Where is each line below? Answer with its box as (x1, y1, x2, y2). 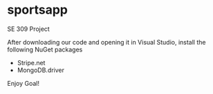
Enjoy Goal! (7, 79, 40, 87)
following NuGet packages (7, 45, 83, 54)
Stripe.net (17, 58, 46, 67)
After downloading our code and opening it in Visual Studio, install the (7, 38, 206, 46)
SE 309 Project (7, 25, 50, 33)
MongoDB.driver (17, 66, 64, 74)
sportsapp (7, 2, 68, 18)
